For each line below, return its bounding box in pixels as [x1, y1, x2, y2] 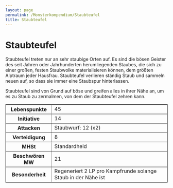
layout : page [5, 7, 33, 13]
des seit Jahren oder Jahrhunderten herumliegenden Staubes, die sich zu [5, 62, 162, 68]
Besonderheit [12, 171, 46, 178]
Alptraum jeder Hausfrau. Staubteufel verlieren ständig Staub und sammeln [5, 72, 165, 79]
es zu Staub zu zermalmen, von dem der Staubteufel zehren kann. [5, 93, 146, 100]
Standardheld [54, 143, 88, 150]
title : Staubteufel [5, 17, 47, 22]
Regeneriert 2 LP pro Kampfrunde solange [54, 167, 157, 175]
